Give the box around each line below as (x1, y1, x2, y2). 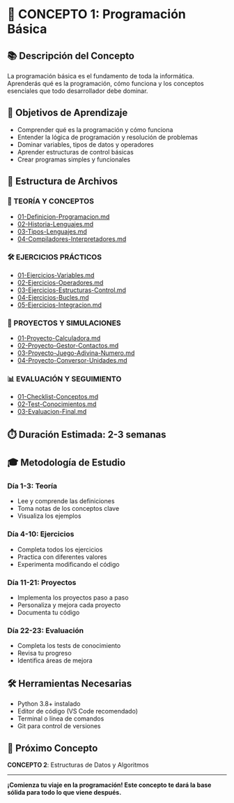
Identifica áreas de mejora (17, 656, 93, 665)
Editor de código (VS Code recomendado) (17, 707, 138, 716)
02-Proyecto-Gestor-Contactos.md (17, 342, 119, 350)
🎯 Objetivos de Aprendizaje (7, 107, 128, 119)
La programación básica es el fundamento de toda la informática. (7, 72, 194, 80)
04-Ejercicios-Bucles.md (17, 293, 89, 301)
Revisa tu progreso (17, 649, 72, 658)
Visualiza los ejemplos (17, 512, 81, 520)
